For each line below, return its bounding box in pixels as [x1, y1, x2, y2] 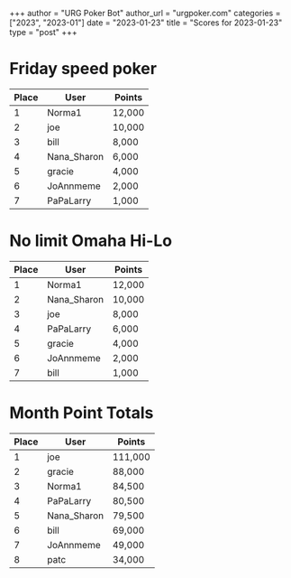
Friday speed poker [9, 59, 158, 79]
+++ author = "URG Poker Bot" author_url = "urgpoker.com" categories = [9, 8, 281, 18]
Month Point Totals [9, 403, 154, 424]
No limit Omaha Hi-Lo [9, 230, 173, 251]
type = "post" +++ [9, 27, 78, 37]
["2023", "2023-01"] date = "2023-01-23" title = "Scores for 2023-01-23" [9, 17, 283, 28]
